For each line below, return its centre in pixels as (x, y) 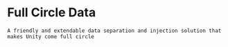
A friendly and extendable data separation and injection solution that (114, 31)
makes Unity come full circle (51, 36)
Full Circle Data (52, 13)
